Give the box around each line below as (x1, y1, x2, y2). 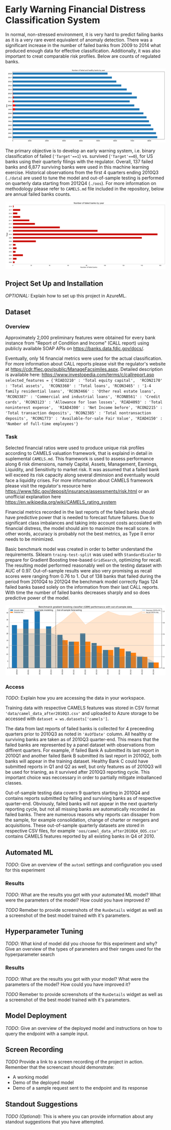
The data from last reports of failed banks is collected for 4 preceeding (5, 726, 154, 732)
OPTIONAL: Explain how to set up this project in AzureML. (5, 293, 127, 299)
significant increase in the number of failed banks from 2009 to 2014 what (5, 42, 161, 48)
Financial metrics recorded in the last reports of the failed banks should (5, 509, 155, 515)
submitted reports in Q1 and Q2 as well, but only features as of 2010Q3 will (5, 764, 162, 770)
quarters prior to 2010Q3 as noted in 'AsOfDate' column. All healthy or (5, 731, 153, 737)
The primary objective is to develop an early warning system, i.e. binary (5, 147, 156, 154)
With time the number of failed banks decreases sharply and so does (5, 589, 150, 596)
